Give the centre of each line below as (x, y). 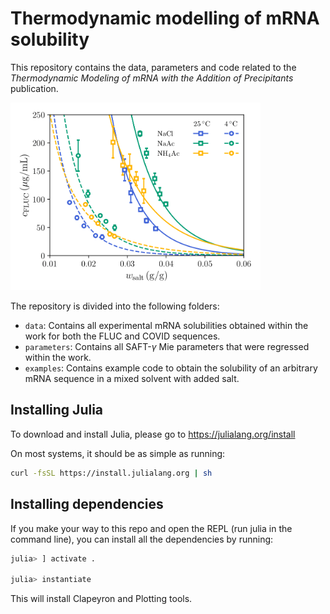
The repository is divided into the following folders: (115, 306)
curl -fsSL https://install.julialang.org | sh (111, 473)
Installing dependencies (87, 504)
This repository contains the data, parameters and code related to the (153, 67)
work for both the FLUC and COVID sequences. (122, 336)
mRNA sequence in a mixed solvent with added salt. (132, 379)
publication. (34, 88)
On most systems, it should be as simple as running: (118, 453)
